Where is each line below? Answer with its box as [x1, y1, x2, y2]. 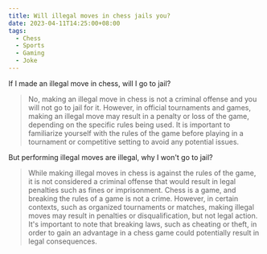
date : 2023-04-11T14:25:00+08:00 [8, 19, 121, 27]
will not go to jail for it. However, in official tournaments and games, [27, 102, 252, 113]
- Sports [15, 42, 45, 50]
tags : [8, 27, 27, 35]
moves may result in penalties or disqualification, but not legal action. [27, 211, 258, 220]
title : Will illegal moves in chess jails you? [8, 11, 171, 20]
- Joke [15, 57, 38, 65]
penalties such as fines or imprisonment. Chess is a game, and [27, 185, 236, 195]
